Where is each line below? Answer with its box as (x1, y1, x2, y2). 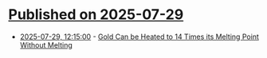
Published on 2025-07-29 (8, 6, 184, 24)
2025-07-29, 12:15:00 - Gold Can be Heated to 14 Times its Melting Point (19, 32, 259, 41)
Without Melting (19, 40, 73, 49)
